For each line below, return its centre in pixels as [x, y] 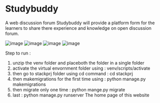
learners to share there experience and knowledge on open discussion [78, 28]
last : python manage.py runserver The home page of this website [81, 95]
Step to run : [18, 53]
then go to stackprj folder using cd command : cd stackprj [73, 73]
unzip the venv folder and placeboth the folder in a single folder [78, 63]
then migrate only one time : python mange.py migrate [69, 89]
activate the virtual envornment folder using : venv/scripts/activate [81, 68]
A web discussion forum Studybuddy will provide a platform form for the [80, 23]
